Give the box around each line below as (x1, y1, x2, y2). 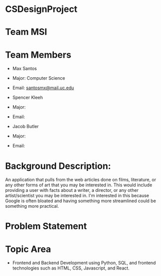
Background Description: (5, 160, 111, 171)
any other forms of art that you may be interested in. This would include (5, 182, 153, 188)
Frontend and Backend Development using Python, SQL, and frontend (12, 260, 156, 266)
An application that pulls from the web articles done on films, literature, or (5, 177, 157, 183)
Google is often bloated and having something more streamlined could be (5, 198, 156, 204)
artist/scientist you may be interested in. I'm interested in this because (5, 193, 150, 199)
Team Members (5, 49, 71, 60)
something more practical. (5, 203, 59, 209)
